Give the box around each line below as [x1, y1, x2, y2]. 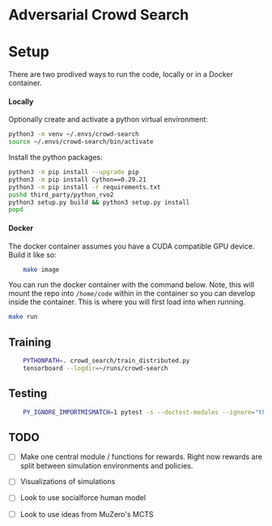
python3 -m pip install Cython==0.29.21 [8, 176, 147, 184]
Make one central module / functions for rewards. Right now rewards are [19, 452, 263, 462]
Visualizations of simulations [19, 477, 116, 486]
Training [8, 335, 52, 349]
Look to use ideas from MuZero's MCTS [19, 509, 154, 519]
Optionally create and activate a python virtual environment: [8, 115, 208, 125]
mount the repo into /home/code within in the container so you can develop [8, 289, 256, 299]
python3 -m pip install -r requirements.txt [8, 183, 161, 191]
